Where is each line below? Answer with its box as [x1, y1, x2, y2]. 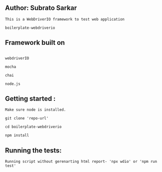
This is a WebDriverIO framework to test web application [5, 17, 125, 21]
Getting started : [5, 95, 56, 103]
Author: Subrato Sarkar [5, 4, 77, 12]
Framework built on [5, 38, 65, 47]
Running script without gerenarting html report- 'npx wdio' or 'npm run [5, 159, 158, 164]
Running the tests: [5, 146, 62, 154]
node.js [5, 81, 21, 86]
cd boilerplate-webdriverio [5, 124, 62, 130]
